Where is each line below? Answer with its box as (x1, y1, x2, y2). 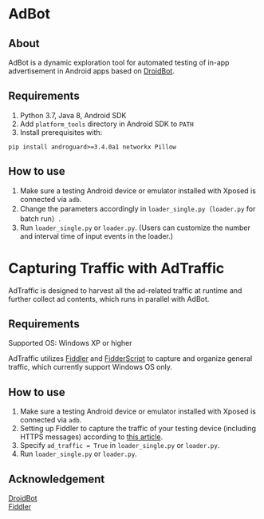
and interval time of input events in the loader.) (19, 231, 174, 240)
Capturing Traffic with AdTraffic (8, 259, 225, 277)
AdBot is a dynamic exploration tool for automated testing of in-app (8, 57, 230, 67)
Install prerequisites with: (19, 127, 103, 137)
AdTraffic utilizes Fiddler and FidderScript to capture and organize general (8, 354, 253, 363)
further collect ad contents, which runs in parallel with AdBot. (8, 294, 210, 303)
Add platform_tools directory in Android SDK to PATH (19, 119, 194, 129)
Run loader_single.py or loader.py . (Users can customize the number (19, 223, 251, 232)
